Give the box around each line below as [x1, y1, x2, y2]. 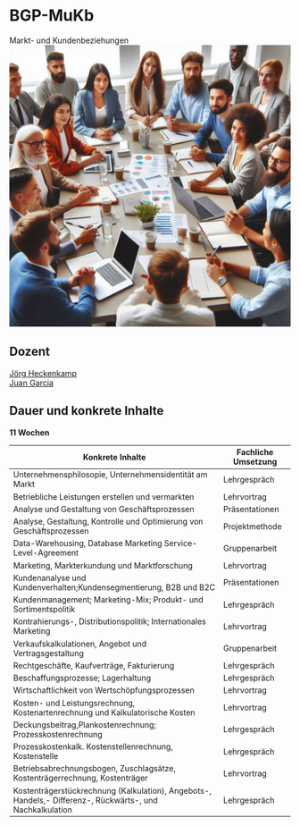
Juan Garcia [9, 377, 54, 388]
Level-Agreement [12, 547, 79, 559]
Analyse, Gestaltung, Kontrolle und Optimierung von [12, 516, 204, 527]
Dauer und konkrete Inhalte [9, 403, 164, 418]
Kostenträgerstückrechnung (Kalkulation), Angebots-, [12, 785, 212, 796]
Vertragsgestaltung [12, 647, 85, 658]
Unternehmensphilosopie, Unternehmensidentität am [12, 469, 208, 480]
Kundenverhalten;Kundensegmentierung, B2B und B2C [12, 582, 216, 593]
